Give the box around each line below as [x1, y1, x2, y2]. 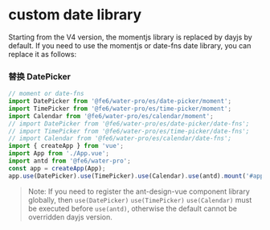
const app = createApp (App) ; [8, 164, 106, 172]
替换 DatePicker [8, 71, 71, 82]
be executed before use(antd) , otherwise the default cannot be [27, 203, 237, 213]
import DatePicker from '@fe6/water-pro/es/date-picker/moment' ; [8, 97, 231, 105]
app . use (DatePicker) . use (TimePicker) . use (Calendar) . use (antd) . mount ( [8, 171, 247, 180]
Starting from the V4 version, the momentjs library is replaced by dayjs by [8, 32, 253, 42]
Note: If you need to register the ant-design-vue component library [27, 187, 251, 196]
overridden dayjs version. [27, 212, 112, 222]
